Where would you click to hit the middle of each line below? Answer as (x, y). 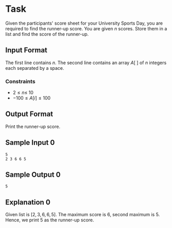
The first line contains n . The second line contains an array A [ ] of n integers (86, 63)
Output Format (29, 114)
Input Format (26, 50)
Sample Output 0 (33, 175)
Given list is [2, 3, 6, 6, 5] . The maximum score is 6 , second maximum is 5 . (83, 215)
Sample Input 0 (30, 142)
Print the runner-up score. (33, 126)
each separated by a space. (35, 68)
